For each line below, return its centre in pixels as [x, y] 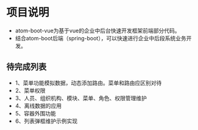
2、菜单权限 [30, 90]
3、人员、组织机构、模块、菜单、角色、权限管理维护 [81, 98]
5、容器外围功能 [36, 113]
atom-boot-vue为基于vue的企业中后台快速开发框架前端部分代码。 [97, 31]
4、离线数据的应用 [38, 106]
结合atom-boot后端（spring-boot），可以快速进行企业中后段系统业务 [101, 38]
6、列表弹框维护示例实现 [46, 121]
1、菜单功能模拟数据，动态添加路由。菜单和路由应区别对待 [88, 82]
